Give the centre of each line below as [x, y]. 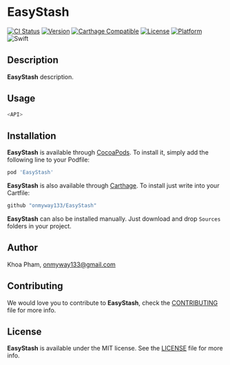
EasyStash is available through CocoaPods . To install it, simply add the [108, 152]
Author [22, 248]
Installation [32, 136]
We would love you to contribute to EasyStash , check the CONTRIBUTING [113, 303]
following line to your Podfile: [49, 160]
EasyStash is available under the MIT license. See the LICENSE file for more [115, 348]
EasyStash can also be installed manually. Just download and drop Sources [114, 219]
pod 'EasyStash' [30, 172]
